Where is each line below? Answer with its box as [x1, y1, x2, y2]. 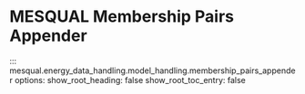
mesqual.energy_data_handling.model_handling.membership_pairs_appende [9, 65, 296, 76]
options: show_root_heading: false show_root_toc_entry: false [15, 74, 246, 85]
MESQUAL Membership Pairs [9, 6, 235, 27]
